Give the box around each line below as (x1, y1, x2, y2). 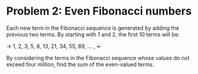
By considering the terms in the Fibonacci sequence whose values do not (6, 54, 190, 61)
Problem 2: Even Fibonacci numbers (6, 4, 192, 18)
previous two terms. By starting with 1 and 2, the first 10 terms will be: (6, 30, 180, 38)
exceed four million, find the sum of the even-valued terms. (6, 61, 154, 68)
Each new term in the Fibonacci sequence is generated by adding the (6, 24, 180, 32)
